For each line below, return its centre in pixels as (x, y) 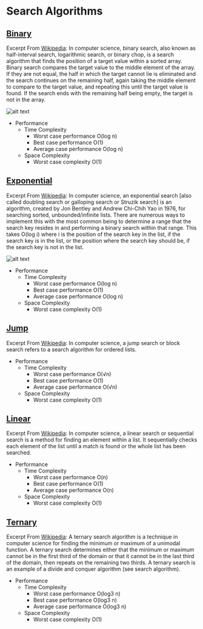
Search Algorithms (55, 11)
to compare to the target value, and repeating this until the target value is (97, 87)
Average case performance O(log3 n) (80, 607)
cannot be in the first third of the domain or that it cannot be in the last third (100, 556)
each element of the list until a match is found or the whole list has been (96, 446)
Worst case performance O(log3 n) (77, 594)
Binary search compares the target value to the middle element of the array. (101, 67)
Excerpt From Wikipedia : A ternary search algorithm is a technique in (92, 537)
